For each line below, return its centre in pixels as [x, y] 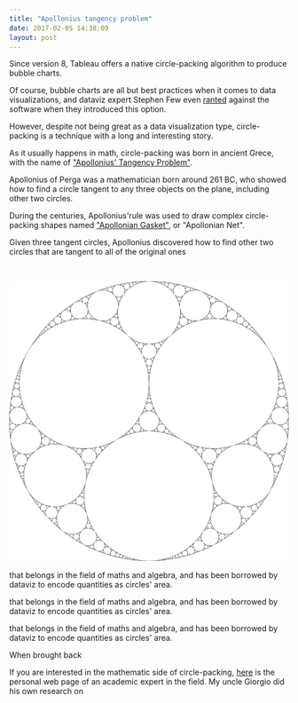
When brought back [46, 655]
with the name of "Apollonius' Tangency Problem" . [101, 162]
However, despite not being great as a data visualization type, [122, 126]
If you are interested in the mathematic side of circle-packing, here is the [142, 672]
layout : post [33, 37]
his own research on [47, 691]
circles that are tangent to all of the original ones [98, 252]
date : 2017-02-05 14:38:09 [59, 28]
